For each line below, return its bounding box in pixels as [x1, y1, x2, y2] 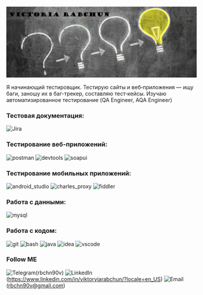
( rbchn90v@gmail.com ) [6, 282, 65, 289]
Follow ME [6, 255, 37, 264]
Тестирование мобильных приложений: [6, 169, 132, 177]
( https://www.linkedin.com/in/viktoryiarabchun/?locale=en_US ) [6, 275, 163, 282]
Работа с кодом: [6, 227, 57, 235]
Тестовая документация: [6, 111, 85, 119]
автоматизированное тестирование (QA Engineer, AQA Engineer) [6, 97, 173, 104]
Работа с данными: [6, 197, 66, 206]
